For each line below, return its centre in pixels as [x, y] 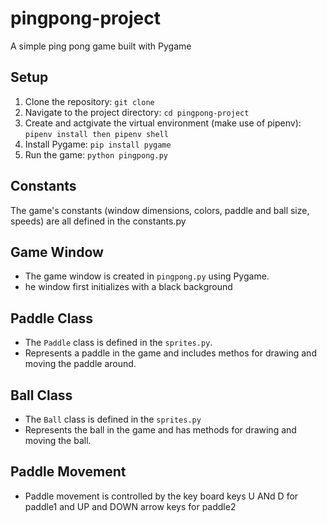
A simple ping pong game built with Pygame [101, 46]
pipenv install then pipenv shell [96, 134]
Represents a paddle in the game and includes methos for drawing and [170, 353]
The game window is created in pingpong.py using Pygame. [147, 276]
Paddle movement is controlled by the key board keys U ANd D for [161, 496]
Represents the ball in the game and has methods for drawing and [160, 430]
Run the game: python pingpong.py [96, 154]
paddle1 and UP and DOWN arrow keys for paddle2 [130, 506]
